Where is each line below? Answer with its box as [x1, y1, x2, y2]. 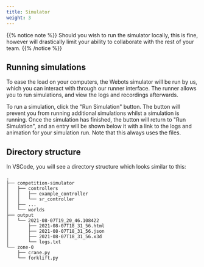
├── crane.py [17, 250, 51, 256]
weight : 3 [6, 15, 32, 21]
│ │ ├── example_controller [6, 191, 88, 197]
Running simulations [6, 62, 86, 72]
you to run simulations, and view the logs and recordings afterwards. [6, 91, 178, 98]
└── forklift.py [17, 255, 59, 262]
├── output [6, 212, 34, 219]
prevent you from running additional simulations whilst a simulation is [6, 109, 180, 117]
